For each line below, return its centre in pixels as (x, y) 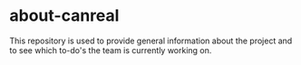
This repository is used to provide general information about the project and (151, 41)
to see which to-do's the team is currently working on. (111, 50)
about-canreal (64, 16)
